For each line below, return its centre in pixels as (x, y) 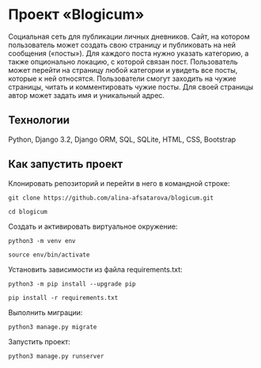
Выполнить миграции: (45, 312)
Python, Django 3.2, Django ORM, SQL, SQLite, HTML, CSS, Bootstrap (122, 139)
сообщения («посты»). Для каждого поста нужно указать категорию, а (129, 53)
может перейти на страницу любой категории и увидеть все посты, (123, 70)
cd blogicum (28, 211)
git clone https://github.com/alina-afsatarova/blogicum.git (111, 198)
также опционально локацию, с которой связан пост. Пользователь (123, 62)
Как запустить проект (66, 164)
